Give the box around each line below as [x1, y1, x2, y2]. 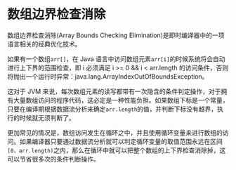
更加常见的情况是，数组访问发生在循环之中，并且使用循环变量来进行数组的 [7, 128, 223, 137]
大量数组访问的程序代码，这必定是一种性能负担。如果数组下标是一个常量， [13, 96, 229, 104]
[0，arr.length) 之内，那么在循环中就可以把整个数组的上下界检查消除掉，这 [7, 145, 226, 155]
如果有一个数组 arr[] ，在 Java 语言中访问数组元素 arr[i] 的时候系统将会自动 [7, 54, 225, 63]
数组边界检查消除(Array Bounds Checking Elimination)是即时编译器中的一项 [7, 31, 225, 39]
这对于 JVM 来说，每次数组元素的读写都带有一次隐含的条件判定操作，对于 [7, 87, 221, 96]
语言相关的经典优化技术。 [7, 39, 81, 48]
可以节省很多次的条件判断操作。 [7, 155, 100, 163]
